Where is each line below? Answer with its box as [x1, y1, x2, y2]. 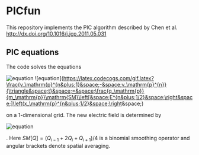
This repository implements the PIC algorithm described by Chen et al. [6, 24, 178, 31]
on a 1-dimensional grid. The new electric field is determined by [6, 111, 162, 118]
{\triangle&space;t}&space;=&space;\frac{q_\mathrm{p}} [6, 87, 145, 94]
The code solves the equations [6, 63, 82, 70]
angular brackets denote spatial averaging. [6, 142, 111, 149]
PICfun [6, 4, 41, 18]
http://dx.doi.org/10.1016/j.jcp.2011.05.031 [6, 30, 107, 37]
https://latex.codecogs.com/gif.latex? [63, 74, 154, 81]
